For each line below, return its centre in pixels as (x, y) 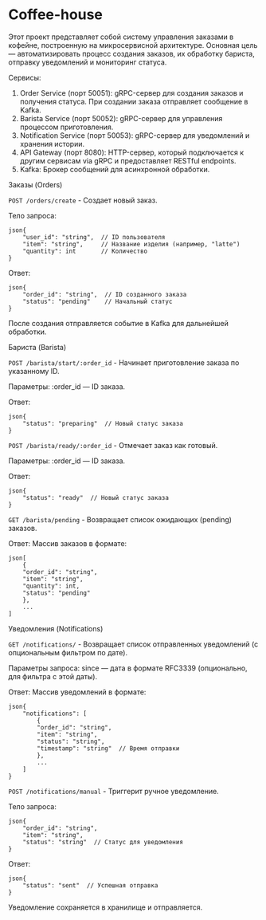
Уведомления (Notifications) (56, 628)
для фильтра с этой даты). (53, 676)
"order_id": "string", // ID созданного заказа (105, 294)
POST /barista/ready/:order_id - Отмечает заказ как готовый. (113, 445)
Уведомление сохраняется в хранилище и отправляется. (106, 907)
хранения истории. (52, 144)
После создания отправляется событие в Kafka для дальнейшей (118, 323)
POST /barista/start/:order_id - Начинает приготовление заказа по (124, 362)
